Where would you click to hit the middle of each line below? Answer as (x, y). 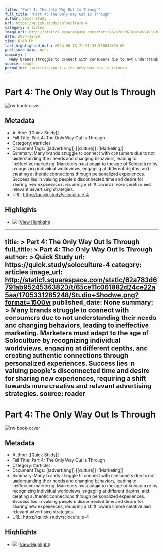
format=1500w (28, 302)
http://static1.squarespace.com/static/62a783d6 (81, 280)
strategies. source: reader (45, 393)
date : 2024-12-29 (23, 37)
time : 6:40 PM (19, 41)
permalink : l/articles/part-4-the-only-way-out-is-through (66, 68)
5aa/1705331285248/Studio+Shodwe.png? (72, 295)
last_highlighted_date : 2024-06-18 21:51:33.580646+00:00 (65, 46)
